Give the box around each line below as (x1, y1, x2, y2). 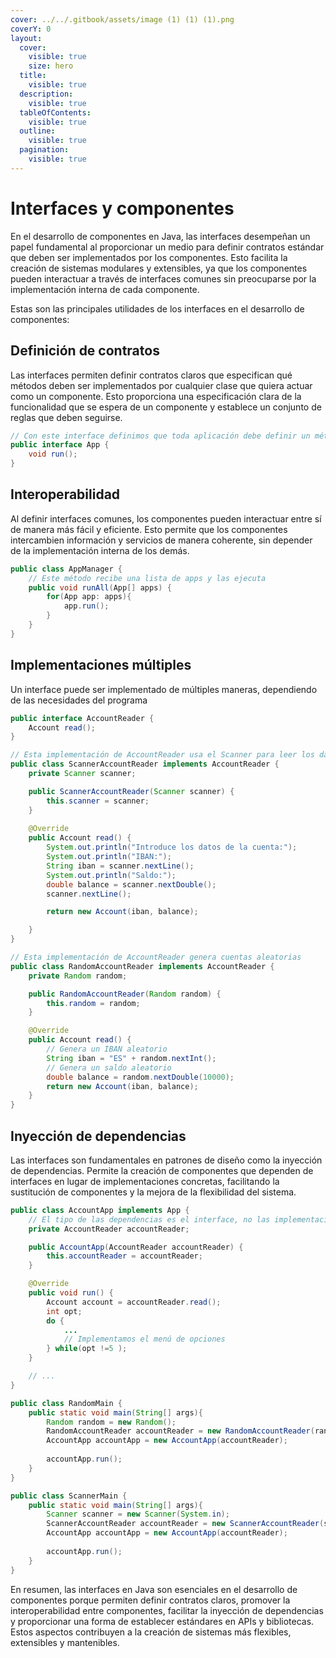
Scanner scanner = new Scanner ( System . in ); (46, 1509, 230, 1520)
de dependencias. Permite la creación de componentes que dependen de (10, 1164, 314, 1176)
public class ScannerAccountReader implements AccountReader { (10, 759, 280, 770)
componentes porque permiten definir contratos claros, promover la (10, 1594, 291, 1606)
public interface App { (10, 440, 110, 450)
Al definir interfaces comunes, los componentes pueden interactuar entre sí (10, 512, 322, 525)
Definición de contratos (10, 342, 160, 360)
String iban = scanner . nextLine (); (46, 861, 195, 871)
